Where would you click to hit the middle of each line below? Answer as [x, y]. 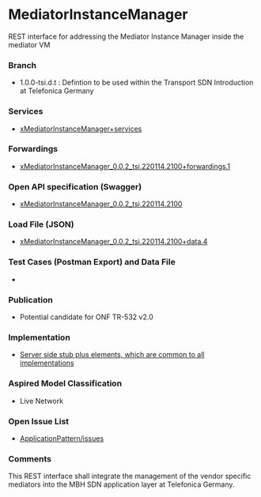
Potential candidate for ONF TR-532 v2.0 [86, 317]
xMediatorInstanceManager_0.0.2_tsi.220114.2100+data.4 [113, 242]
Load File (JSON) [41, 224]
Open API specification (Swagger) [75, 186]
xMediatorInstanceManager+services [81, 129]
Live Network [42, 401]
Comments [30, 458]
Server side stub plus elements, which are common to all [112, 355]
